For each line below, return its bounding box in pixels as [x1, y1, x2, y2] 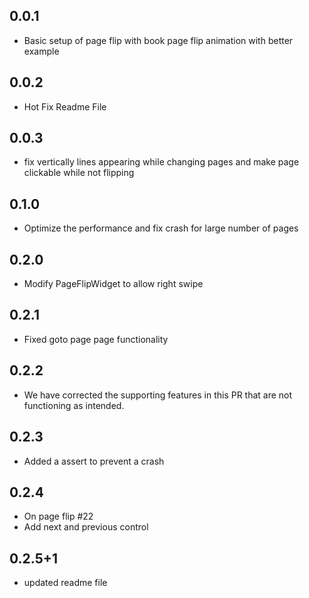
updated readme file [23, 577, 108, 589]
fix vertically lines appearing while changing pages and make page [23, 156, 300, 168]
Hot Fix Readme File [23, 100, 107, 113]
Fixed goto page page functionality [23, 333, 169, 345]
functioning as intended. [23, 399, 125, 411]
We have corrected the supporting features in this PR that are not [23, 389, 293, 401]
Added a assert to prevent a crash [23, 455, 165, 467]
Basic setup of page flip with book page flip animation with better [23, 34, 294, 46]
